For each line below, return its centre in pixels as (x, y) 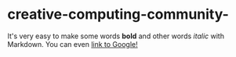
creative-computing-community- (118, 14)
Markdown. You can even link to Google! (73, 44)
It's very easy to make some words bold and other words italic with (116, 36)
